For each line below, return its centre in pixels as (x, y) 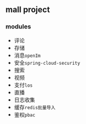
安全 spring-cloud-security (47, 62)
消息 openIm (27, 55)
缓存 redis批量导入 (35, 107)
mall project (28, 10)
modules (18, 27)
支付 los (23, 85)
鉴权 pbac (25, 115)
